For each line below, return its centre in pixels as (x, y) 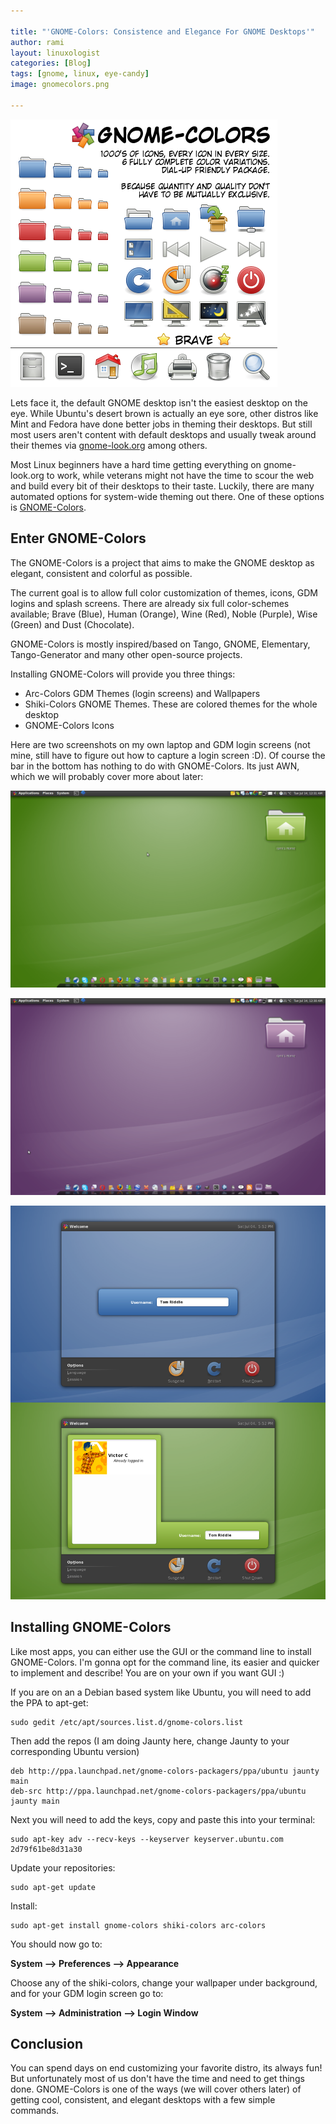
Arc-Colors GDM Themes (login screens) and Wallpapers (142, 693)
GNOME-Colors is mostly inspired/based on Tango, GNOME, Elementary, (160, 644)
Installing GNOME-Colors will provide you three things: (123, 674)
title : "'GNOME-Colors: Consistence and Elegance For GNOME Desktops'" (162, 31)
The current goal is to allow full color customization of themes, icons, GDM (164, 592)
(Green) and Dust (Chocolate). (72, 624)
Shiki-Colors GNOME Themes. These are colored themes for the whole (171, 704)
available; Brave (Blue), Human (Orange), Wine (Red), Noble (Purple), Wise (164, 614)
